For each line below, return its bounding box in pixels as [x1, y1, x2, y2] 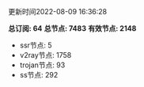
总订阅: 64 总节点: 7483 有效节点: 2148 [8, 24, 137, 33]
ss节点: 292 [19, 70, 59, 79]
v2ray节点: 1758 [19, 51, 72, 59]
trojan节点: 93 [19, 60, 66, 70]
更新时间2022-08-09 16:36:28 [8, 7, 108, 16]
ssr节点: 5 [19, 40, 53, 50]
